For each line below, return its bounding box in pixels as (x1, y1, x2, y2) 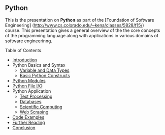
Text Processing (19, 93, 53, 99)
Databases (19, 98, 42, 105)
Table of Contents (5, 47, 42, 53)
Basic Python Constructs (19, 72, 70, 78)
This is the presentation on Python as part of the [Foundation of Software (5, 17, 154, 23)
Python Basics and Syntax (12, 62, 66, 68)
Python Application (12, 88, 51, 94)
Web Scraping (19, 109, 49, 115)
